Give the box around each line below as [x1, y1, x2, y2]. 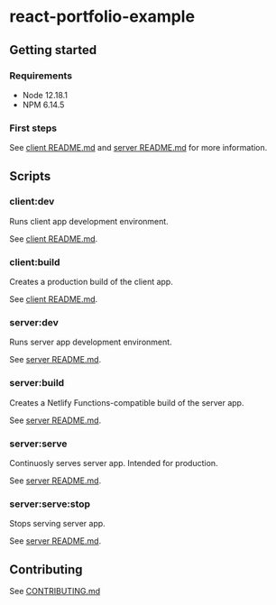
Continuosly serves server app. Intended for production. [9, 458, 218, 469]
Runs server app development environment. [9, 336, 173, 348]
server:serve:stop [9, 498, 91, 510]
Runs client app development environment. [9, 215, 169, 226]
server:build [9, 377, 65, 390]
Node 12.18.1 [22, 89, 69, 100]
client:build [9, 255, 60, 268]
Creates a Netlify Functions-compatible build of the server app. [9, 397, 244, 408]
